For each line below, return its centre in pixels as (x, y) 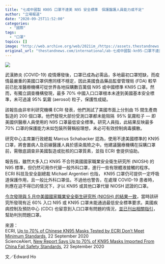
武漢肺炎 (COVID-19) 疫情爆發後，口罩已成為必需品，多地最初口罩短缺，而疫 (82, 75)
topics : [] (16, 42)
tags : (11, 32)
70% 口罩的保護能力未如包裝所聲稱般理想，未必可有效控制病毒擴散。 (75, 128)
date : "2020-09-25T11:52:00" (35, 19)
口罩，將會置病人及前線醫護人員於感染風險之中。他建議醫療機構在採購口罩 (80, 145)
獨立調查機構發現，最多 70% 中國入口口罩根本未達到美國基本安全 (84, 93)
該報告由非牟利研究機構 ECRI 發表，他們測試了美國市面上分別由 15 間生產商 (81, 110)
